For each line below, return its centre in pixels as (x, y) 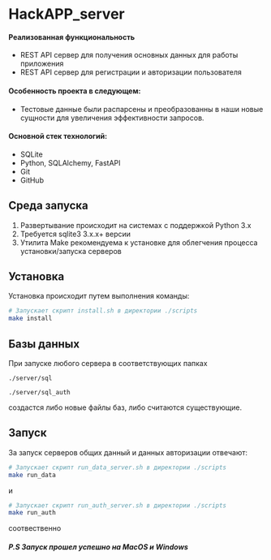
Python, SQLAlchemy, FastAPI (70, 162)
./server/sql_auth (39, 392)
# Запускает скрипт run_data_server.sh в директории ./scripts (118, 467)
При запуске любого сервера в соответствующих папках (108, 363)
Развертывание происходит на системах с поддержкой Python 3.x (135, 225)
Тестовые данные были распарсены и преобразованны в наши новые (142, 109)
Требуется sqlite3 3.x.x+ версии (75, 234)
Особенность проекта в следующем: (75, 91)
